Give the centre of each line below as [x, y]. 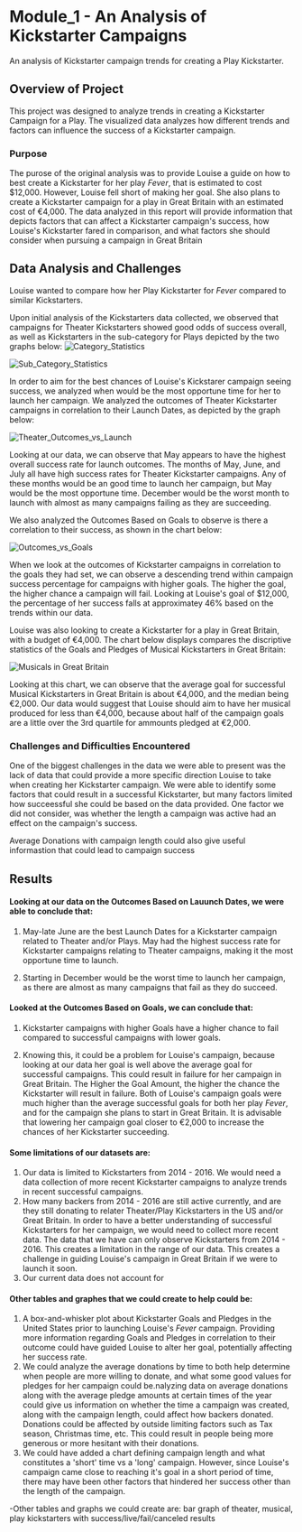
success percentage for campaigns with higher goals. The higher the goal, [148, 583]
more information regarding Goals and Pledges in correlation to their [149, 1338]
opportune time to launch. [70, 960]
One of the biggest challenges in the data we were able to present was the [147, 766]
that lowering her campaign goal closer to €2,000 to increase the [143, 1122]
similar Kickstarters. [46, 300]
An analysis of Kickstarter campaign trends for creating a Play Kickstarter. [146, 60]
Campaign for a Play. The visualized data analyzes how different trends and [150, 120]
